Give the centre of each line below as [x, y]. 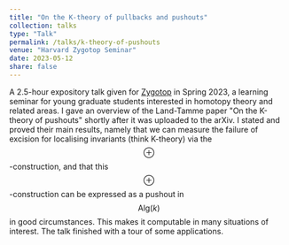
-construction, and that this [59, 166]
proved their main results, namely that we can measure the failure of [134, 129]
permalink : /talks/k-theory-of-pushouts [85, 42]
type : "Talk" [33, 34]
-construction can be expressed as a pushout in [97, 194]
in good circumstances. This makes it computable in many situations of [139, 221]
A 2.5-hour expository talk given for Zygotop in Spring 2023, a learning [139, 92]
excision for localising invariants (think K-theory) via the [111, 139]
